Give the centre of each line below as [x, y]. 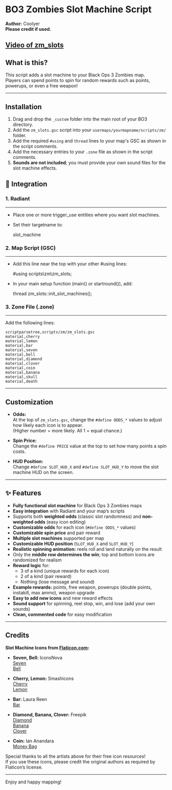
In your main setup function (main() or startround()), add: [73, 283]
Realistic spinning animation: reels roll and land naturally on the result [87, 549]
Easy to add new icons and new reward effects [62, 598]
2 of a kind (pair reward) [46, 576]
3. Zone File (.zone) [30, 307]
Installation [24, 107]
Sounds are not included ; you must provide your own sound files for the [89, 162]
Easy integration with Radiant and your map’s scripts [69, 511]
